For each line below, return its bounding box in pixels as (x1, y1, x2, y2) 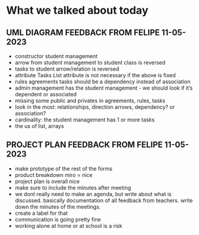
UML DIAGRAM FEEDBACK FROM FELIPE (6, 28, 160, 38)
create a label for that (14, 209, 68, 216)
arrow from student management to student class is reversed (14, 59, 166, 66)
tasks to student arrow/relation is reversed (14, 65, 120, 72)
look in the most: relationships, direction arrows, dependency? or (14, 103, 175, 111)
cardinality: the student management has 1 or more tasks (14, 116, 155, 123)
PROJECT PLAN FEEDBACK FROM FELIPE (6, 140, 163, 150)
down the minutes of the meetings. (14, 203, 101, 210)
